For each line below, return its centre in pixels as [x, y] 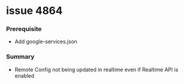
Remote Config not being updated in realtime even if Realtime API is [96, 69]
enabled [24, 76]
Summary [21, 57]
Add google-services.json [46, 41]
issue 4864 [34, 11]
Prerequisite [24, 29]
